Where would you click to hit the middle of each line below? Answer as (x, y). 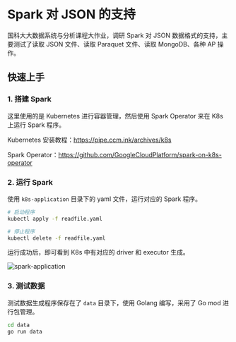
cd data (19, 325)
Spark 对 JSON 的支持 (72, 14)
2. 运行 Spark (30, 182)
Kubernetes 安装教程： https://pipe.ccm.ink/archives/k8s (89, 140)
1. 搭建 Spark (29, 99)
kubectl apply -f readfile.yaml (55, 219)
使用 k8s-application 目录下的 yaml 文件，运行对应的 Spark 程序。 (105, 199)
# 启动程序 (21, 212)
